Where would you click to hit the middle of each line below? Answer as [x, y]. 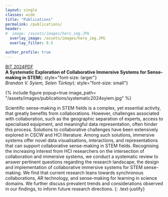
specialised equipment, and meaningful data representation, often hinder [81, 124]
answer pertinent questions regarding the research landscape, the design [82, 162]
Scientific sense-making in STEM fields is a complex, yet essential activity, [83, 108]
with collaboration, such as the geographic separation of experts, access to [84, 119]
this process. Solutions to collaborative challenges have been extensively [82, 129]
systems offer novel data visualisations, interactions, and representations [82, 140]
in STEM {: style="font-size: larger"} [60, 77]
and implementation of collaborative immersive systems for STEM [74, 167]
